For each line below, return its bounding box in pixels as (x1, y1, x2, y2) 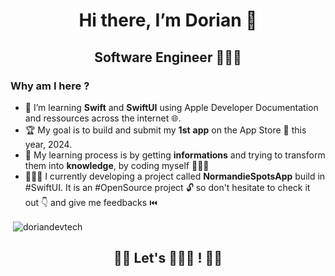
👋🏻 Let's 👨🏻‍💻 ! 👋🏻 (113, 249, 223, 266)
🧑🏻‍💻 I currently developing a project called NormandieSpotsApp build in (24, 170, 326, 182)
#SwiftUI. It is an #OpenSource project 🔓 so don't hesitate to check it (24, 181, 311, 193)
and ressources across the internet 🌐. (24, 112, 182, 124)
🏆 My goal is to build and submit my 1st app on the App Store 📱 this (24, 124, 307, 136)
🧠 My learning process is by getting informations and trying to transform (24, 149, 326, 161)
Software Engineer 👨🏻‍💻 (94, 49, 242, 66)
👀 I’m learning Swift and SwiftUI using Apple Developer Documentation (24, 101, 319, 113)
